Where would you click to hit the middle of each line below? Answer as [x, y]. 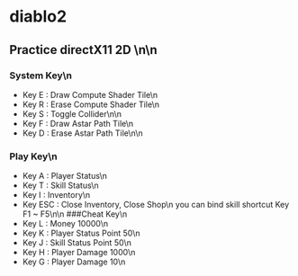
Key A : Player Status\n [65, 176]
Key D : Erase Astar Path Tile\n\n [82, 133]
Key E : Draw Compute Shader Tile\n [90, 94]
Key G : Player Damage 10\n [74, 262]
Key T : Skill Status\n [60, 185]
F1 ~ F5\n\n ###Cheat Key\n [75, 214]
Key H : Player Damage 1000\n [79, 253]
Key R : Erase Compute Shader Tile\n [91, 104]
